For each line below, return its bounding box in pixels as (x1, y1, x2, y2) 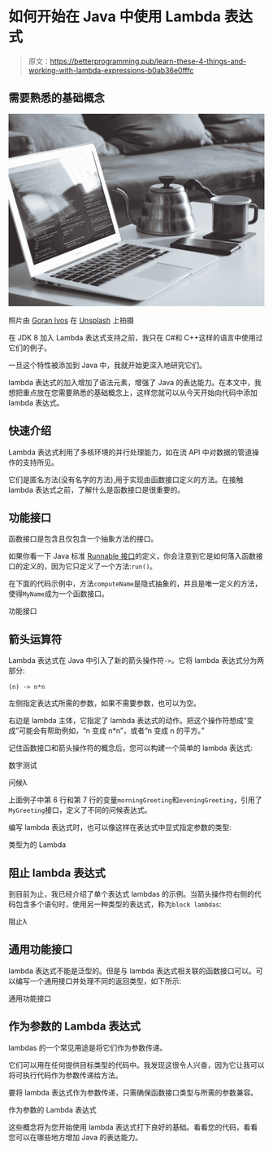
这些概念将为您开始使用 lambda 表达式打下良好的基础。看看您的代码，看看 (8, 1121, 258, 1132)
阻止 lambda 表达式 (8, 866, 106, 880)
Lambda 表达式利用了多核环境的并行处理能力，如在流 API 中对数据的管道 (8, 447, 253, 457)
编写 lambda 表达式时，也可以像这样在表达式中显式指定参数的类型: (8, 823, 232, 832)
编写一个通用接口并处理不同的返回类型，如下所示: (15, 976, 182, 985)
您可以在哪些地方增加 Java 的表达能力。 (8, 1132, 143, 1142)
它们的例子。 (8, 343, 51, 353)
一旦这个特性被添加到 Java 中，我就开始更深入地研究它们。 (8, 360, 207, 370)
